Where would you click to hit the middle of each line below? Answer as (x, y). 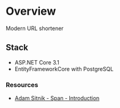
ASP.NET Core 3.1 (37, 62)
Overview (31, 11)
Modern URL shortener (35, 28)
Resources (22, 85)
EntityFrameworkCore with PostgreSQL (64, 69)
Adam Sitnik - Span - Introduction (57, 98)
